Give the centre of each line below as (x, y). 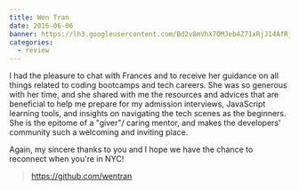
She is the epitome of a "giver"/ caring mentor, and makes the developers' (145, 123)
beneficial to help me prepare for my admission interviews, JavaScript (137, 104)
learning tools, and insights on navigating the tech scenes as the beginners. (148, 114)
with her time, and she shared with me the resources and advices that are (144, 95)
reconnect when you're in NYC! (67, 159)
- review (33, 51)
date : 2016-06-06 (41, 26)
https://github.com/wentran (81, 176)
